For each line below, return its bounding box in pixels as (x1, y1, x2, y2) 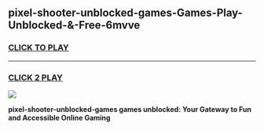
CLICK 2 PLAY (8, 72, 63, 83)
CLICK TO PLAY (8, 43, 69, 54)
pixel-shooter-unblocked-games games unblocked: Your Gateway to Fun (8, 104, 252, 113)
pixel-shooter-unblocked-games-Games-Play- (8, 6, 244, 20)
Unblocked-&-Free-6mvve (8, 19, 141, 32)
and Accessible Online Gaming (8, 113, 111, 122)
